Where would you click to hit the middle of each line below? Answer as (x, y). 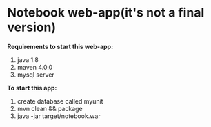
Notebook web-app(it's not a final (106, 13)
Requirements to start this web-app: (60, 46)
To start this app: (32, 88)
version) (32, 27)
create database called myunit (60, 101)
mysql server (36, 75)
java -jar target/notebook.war (59, 116)
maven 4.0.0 (35, 67)
